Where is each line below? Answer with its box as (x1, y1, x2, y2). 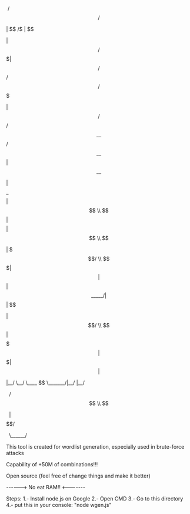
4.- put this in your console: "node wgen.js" (6, 502, 112, 508)
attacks (6, 450, 25, 456)
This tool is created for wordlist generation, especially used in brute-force (6, 443, 185, 450)
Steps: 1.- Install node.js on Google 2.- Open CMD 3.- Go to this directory (6, 495, 184, 502)
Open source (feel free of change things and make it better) (6, 472, 151, 479)
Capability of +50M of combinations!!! (6, 461, 98, 467)
